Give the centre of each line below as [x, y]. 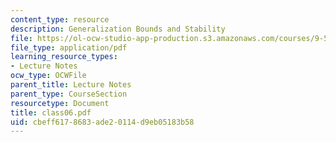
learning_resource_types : [64, 57]
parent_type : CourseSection [69, 94]
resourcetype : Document [60, 103]
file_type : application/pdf [69, 47]
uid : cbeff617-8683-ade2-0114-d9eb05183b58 [102, 122]
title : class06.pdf [51, 112]
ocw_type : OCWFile [48, 76]
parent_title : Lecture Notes [71, 85]
